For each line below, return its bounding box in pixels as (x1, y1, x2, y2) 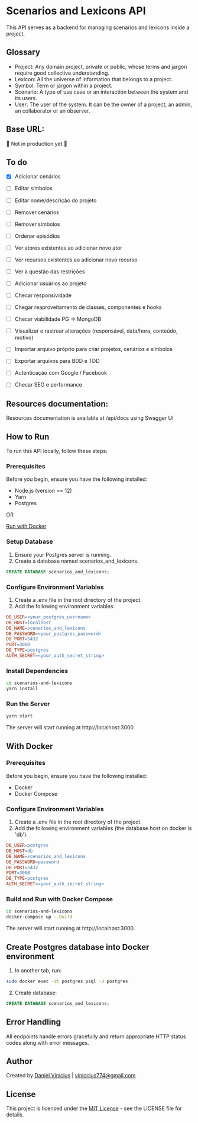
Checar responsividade (14, 292, 72, 299)
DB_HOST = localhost (6, 620, 51, 626)
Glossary (6, 47, 40, 58)
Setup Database (6, 538, 53, 546)
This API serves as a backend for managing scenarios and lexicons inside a (6, 24, 190, 31)
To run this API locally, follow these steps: (6, 448, 108, 455)
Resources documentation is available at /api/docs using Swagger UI (6, 414, 174, 422)
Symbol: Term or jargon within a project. (14, 82, 113, 89)
